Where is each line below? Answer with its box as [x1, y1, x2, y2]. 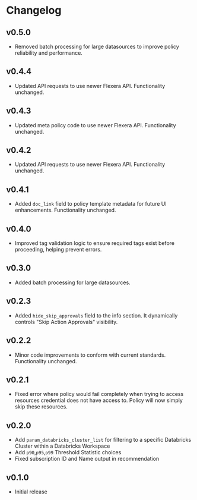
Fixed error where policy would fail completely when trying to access [14, 391, 184, 398]
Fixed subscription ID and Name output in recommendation [14, 455, 160, 463]
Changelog [6, 4, 62, 17]
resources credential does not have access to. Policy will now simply [14, 397, 183, 404]
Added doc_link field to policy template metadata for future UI [14, 200, 167, 207]
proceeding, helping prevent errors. [14, 246, 102, 253]
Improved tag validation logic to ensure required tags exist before [14, 240, 175, 247]
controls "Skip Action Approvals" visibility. [14, 318, 118, 325]
